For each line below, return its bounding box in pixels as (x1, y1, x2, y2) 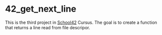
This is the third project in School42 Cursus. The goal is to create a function (5, 19, 158, 25)
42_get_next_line (5, 3, 77, 15)
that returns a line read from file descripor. (5, 24, 90, 30)
